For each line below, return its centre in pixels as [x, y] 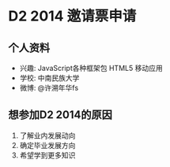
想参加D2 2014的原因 [60, 115]
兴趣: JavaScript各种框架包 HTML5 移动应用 [91, 68]
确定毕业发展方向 [47, 145]
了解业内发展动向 [47, 135]
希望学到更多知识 [47, 155]
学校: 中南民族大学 [49, 78]
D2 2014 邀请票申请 [72, 16]
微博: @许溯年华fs [49, 88]
